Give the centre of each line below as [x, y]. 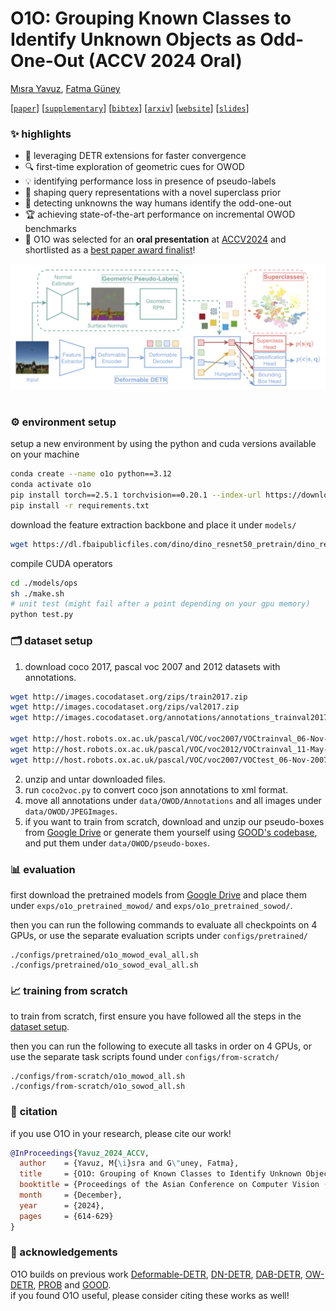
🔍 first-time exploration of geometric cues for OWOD [134, 167]
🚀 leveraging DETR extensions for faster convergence [135, 156]
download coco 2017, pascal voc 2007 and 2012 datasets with [152, 666]
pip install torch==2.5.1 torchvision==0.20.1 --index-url [136, 495]
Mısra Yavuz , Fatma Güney [65, 88]
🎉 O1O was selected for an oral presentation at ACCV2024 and [155, 239]
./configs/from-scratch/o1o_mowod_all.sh [98, 1077]
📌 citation [34, 1112]
